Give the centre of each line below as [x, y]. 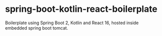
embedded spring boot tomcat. [37, 28]
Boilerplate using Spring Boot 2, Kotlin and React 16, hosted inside [72, 23]
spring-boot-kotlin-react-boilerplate [81, 9]
